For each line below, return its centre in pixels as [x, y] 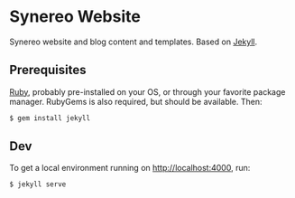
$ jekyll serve [38, 184]
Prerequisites [48, 70]
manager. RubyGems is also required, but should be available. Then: [136, 101]
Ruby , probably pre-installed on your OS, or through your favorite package [147, 91]
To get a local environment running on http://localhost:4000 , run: [130, 168]
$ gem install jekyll [50, 118]
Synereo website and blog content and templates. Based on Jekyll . [134, 42]
